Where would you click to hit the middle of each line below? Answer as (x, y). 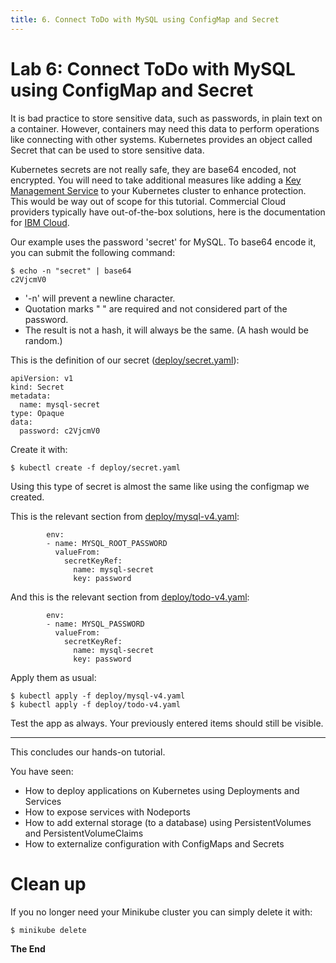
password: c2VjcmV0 (60, 431)
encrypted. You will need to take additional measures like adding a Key (156, 180)
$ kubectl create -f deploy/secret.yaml (96, 467)
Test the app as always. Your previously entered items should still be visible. (167, 723)
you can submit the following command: (93, 252)
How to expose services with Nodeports (107, 812)
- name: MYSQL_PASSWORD (95, 624)
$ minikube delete (48, 930)
